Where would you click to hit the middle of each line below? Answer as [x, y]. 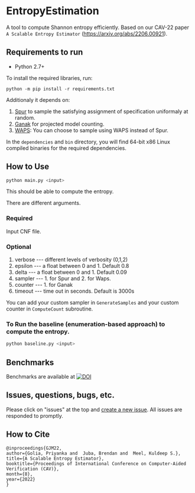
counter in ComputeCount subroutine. [50, 309]
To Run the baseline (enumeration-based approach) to [86, 324]
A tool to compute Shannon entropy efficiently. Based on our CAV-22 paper [97, 27]
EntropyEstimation [53, 11]
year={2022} [21, 479]
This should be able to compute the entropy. [60, 191]
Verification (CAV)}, [33, 469]
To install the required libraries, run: [49, 78]
